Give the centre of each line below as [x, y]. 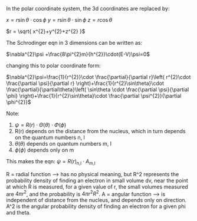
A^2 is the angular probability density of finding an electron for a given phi [96, 206]
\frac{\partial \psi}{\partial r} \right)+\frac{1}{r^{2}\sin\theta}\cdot [85, 83]
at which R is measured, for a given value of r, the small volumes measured [97, 187]
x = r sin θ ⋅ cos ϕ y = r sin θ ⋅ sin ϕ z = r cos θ [59, 20]
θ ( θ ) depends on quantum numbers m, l [63, 144]
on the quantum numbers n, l [50, 137]
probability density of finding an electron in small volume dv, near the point [97, 180]
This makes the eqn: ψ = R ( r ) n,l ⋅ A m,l [51, 162]
